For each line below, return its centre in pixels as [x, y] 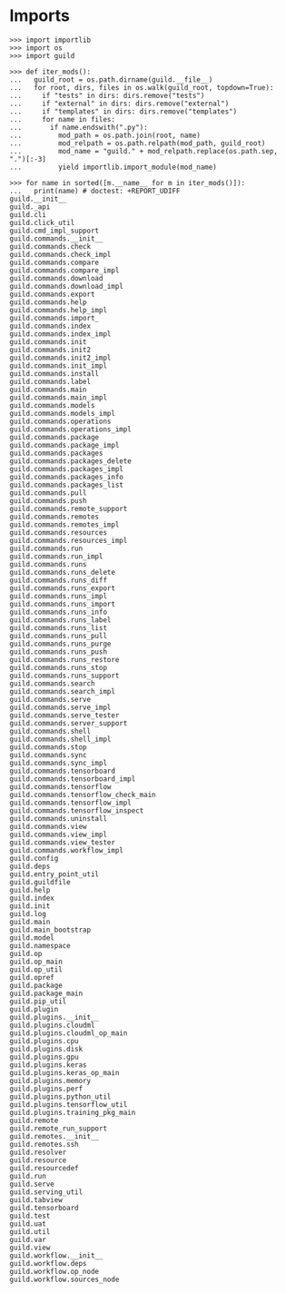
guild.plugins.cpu [44, 1041]
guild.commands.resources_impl [69, 540]
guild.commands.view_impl [58, 834]
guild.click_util [42, 222]
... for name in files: [63, 119]
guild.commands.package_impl [64, 445]
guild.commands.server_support [69, 723]
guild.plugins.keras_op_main [64, 1072]
